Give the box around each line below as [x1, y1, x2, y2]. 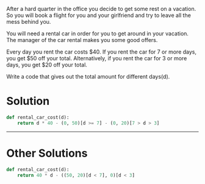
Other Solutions [6, 146, 88, 160]
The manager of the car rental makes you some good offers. [6, 37, 158, 43]
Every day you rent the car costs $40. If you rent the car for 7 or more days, [6, 48, 197, 55]
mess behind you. [6, 18, 51, 25]
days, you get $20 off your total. [6, 61, 87, 68]
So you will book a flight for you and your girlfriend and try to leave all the [6, 12, 191, 19]
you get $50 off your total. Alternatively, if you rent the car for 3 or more [6, 55, 187, 62]
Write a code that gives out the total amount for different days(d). [6, 73, 170, 80]
